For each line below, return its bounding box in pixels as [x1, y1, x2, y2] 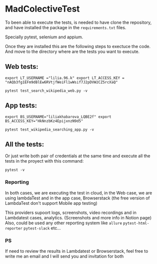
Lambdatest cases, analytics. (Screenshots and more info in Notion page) [5, 214, 152, 220]
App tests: [5, 101, 37, 110]
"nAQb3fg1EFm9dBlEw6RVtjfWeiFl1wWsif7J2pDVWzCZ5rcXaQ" [5, 80, 118, 84]
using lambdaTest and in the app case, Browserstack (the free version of [5, 195, 150, 201]
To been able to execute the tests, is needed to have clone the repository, [5, 19, 152, 25]
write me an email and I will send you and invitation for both [5, 253, 124, 259]
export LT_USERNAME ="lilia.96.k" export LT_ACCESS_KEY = [5, 75, 125, 81]
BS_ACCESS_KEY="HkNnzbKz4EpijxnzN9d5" [5, 118, 83, 123]
